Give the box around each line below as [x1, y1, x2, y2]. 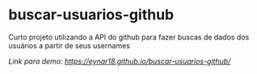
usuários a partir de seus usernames [8, 40, 131, 50]
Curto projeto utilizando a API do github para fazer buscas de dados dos [8, 32, 250, 42]
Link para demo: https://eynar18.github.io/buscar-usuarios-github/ [8, 56, 231, 66]
